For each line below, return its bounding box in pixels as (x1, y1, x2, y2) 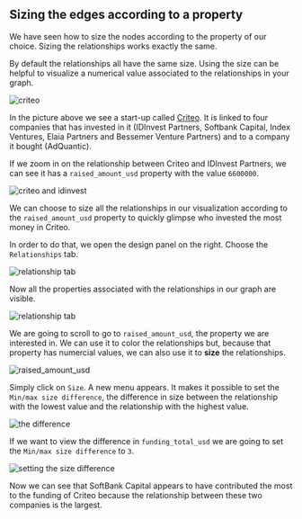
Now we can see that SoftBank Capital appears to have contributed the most (9, 480, 293, 491)
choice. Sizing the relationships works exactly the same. (9, 40, 218, 51)
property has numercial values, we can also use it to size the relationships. (9, 346, 286, 358)
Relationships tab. (9, 248, 79, 259)
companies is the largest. (9, 499, 103, 510)
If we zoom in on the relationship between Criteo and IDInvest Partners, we (9, 157, 288, 169)
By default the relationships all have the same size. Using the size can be (9, 58, 280, 68)
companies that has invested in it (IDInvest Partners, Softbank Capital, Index (9, 121, 290, 132)
